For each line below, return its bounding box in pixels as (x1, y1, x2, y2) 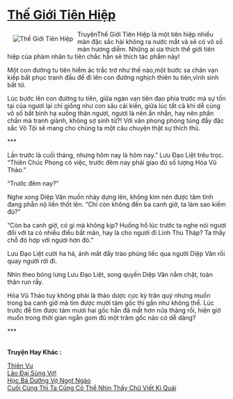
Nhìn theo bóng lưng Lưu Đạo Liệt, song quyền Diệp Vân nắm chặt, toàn (7, 270, 214, 278)
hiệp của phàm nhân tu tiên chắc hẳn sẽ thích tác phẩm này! (7, 52, 180, 61)
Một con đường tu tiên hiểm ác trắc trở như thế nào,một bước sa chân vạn (7, 66, 218, 74)
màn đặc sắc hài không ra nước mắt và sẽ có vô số (77, 37, 223, 45)
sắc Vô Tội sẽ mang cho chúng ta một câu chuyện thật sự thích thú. (7, 123, 200, 132)
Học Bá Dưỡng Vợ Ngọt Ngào (7, 376, 91, 384)
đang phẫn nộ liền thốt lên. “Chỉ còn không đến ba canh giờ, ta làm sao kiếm (7, 200, 226, 209)
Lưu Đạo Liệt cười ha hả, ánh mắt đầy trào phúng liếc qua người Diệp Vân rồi (7, 249, 225, 257)
